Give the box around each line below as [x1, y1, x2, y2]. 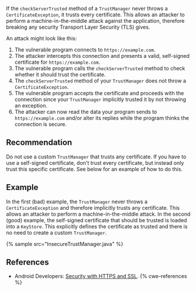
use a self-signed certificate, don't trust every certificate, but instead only [6, 159, 184, 166]
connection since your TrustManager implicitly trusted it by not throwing [14, 96, 186, 103]
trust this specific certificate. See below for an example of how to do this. [6, 165, 183, 172]
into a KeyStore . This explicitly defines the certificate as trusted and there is [6, 223, 188, 230]
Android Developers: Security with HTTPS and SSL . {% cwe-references [14, 273, 187, 280]
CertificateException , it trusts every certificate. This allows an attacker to [6, 11, 185, 18]
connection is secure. [14, 121, 67, 127]
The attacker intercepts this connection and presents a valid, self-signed [14, 53, 190, 59]
